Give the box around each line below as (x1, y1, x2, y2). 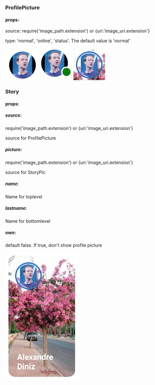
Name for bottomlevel (5, 218, 50, 224)
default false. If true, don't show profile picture (5, 242, 102, 249)
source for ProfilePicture (5, 135, 57, 141)
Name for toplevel (5, 193, 42, 199)
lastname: (5, 205, 27, 212)
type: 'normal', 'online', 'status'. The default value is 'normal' (5, 38, 130, 44)
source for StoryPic (5, 169, 46, 175)
